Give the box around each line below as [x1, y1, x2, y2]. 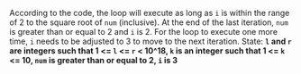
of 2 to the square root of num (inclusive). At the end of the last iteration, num [9, 17, 288, 28]
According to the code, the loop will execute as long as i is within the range [9, 8, 290, 18]
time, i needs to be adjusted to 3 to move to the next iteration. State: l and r [9, 36, 292, 46]
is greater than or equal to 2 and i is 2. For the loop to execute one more [9, 27, 278, 37]
